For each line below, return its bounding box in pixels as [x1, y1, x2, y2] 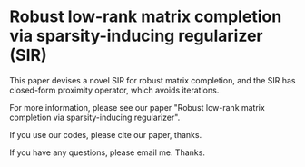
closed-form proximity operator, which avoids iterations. [9, 84, 220, 95]
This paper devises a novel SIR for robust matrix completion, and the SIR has [9, 74, 296, 85]
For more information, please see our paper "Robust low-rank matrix [9, 102, 265, 113]
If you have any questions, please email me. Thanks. [9, 147, 206, 158]
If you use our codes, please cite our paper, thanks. [9, 129, 202, 140]
